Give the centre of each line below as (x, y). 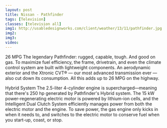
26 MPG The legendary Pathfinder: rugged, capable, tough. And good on (80, 57)
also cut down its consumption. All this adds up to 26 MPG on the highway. (82, 78)
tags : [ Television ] (25, 19)
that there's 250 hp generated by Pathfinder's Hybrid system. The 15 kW (80, 93)
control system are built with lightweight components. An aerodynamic (78, 67)
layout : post (19, 10)
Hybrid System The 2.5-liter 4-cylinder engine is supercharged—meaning (81, 88)
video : (12, 43)
